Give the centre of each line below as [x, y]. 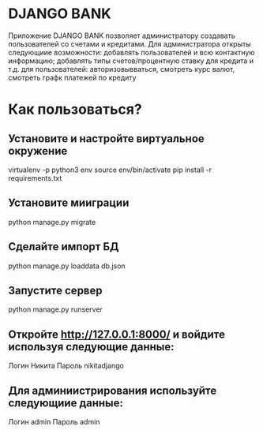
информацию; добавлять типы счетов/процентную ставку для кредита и [131, 61]
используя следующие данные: [91, 347]
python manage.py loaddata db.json [67, 266]
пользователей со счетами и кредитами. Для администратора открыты [130, 43]
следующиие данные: [66, 403]
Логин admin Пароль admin [54, 422]
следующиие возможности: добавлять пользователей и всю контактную [131, 52]
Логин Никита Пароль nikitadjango [66, 366]
